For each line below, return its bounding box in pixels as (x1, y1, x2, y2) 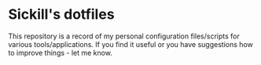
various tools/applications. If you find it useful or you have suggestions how (8, 39, 253, 49)
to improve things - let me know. (8, 48, 112, 57)
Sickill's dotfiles (8, 5, 116, 23)
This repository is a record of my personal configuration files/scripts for (8, 31, 240, 41)
